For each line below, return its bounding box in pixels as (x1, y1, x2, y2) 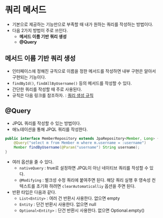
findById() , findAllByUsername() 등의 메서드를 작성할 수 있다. (12, 80, 132, 86)
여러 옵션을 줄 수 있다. (12, 159, 54, 165)
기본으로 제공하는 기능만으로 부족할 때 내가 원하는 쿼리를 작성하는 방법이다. (12, 21, 154, 27)
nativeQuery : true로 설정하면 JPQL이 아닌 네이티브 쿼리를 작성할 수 (19, 165, 149, 171)
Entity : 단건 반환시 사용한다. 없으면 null (19, 201, 97, 207)
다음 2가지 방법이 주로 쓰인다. (12, 27, 68, 33)
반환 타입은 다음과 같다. (12, 189, 57, 195)
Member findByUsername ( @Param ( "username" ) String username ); (14, 145, 140, 150)
